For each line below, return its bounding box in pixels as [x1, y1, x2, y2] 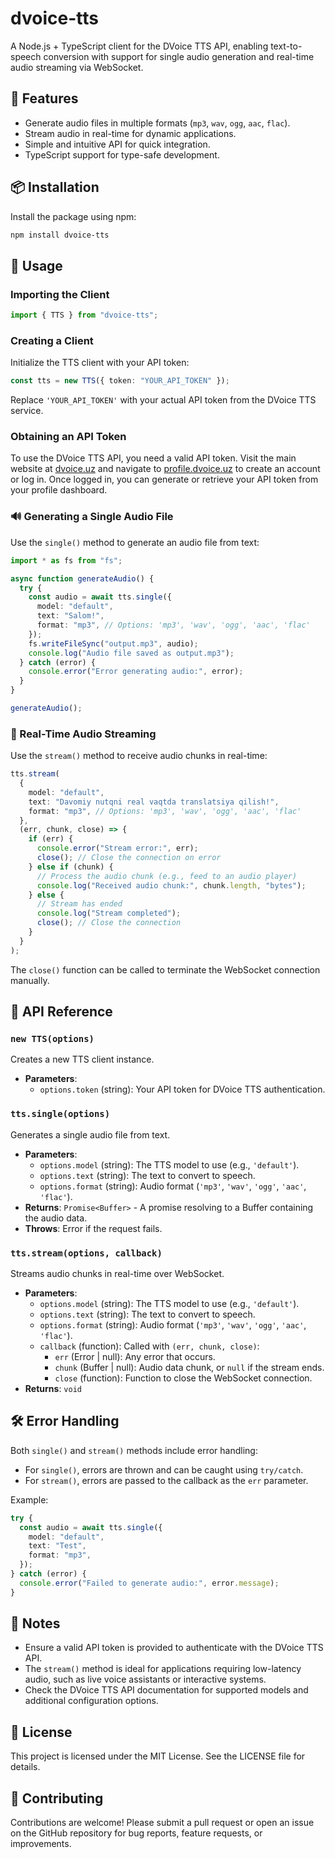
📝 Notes [10, 1615, 61, 1632]
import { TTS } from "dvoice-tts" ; [10, 310, 159, 321]
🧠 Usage [10, 257, 63, 274]
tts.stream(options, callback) [10, 1247, 163, 1259]
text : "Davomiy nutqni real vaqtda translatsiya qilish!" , [28, 797, 280, 807]
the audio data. [24, 1212, 88, 1224]
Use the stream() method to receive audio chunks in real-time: [10, 750, 268, 762]
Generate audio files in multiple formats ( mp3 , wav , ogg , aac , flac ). [24, 117, 291, 129]
